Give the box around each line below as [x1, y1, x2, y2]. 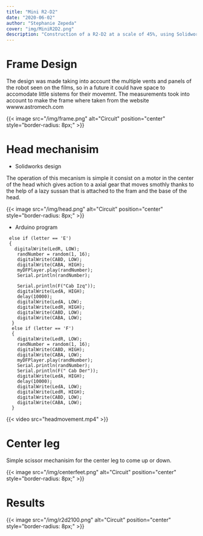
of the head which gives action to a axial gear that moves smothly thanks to [6, 181, 195, 188]
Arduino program [14, 223, 58, 231]
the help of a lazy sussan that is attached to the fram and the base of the [6, 187, 187, 194]
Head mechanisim [6, 143, 99, 156]
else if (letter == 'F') [11, 325, 74, 331]
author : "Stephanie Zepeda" [6, 20, 77, 26]
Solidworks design [14, 163, 62, 170]
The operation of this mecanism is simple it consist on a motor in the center [6, 174, 195, 182]
